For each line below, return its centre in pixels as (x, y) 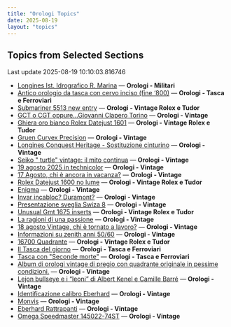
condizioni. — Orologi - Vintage (63, 272)
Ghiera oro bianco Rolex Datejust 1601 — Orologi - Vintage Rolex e (114, 123)
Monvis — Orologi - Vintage (58, 301)
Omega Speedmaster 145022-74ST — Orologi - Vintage (99, 316)
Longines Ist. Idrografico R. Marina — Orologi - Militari (96, 85)
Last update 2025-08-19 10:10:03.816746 (66, 72)
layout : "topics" (33, 27)
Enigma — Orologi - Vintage (58, 190)
